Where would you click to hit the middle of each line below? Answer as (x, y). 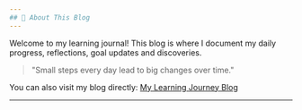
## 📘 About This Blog (50, 17)
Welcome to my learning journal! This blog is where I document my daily (143, 43)
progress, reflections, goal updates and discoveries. (106, 52)
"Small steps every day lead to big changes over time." (133, 70)
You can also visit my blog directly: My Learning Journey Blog (124, 87)
